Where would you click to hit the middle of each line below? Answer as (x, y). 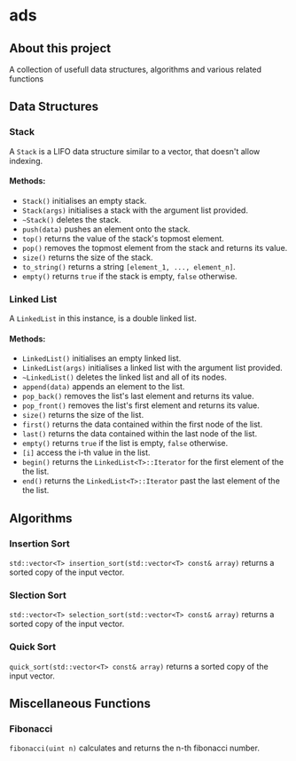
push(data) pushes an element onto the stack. (106, 229)
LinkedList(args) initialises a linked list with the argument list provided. (152, 368)
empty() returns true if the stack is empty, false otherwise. (129, 276)
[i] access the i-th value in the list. (86, 452)
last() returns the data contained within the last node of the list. (140, 434)
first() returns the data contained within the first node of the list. (142, 424)
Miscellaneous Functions (80, 704)
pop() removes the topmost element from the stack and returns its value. (155, 247)
